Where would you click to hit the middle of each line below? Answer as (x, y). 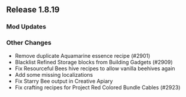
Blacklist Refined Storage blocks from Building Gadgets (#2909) (94, 62)
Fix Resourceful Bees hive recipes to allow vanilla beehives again (95, 68)
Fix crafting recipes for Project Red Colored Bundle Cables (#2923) (97, 87)
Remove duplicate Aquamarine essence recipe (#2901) (83, 55)
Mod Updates (26, 27)
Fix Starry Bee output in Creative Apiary (64, 81)
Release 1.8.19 (33, 10)
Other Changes (29, 43)
